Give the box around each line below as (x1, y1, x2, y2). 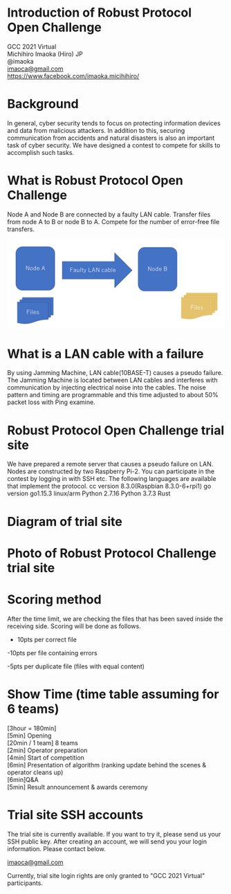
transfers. (7, 225, 35, 233)
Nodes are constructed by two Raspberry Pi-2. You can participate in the (7, 467, 215, 475)
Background (7, 96, 79, 112)
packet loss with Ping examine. (7, 398, 95, 406)
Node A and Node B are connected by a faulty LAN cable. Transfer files (7, 210, 211, 219)
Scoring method (7, 592, 102, 607)
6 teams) (7, 701, 59, 717)
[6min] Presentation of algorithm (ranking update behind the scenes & (7, 760, 207, 769)
